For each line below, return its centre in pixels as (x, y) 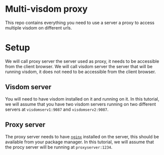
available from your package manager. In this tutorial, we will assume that (80, 142)
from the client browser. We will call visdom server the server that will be (79, 66)
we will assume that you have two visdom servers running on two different (81, 104)
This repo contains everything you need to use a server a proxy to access (80, 23)
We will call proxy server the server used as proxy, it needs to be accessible (82, 61)
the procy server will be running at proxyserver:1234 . (59, 147)
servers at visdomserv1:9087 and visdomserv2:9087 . (57, 109)
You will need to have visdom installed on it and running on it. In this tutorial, (82, 99)
